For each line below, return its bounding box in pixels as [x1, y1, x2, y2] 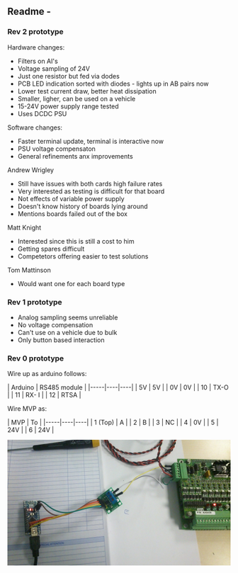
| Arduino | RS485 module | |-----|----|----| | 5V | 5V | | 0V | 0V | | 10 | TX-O [7, 383, 229, 392]
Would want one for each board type [17, 279, 125, 288]
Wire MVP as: [7, 404, 47, 413]
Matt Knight [7, 223, 42, 232]
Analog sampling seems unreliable [17, 313, 118, 322]
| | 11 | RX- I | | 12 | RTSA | [7, 391, 81, 399]
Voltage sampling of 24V [17, 64, 91, 73]
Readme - [7, 6, 52, 18]
